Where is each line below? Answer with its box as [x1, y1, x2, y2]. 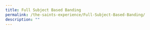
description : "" [5, 17, 40, 22]
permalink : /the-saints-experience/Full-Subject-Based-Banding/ [5, 12, 145, 17]
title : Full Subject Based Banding [5, 7, 81, 13]
